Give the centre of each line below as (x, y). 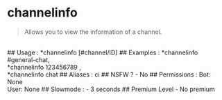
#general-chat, (28, 59)
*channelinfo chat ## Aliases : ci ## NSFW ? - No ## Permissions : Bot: (109, 74)
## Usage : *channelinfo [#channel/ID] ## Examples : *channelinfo (103, 52)
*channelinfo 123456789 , (44, 67)
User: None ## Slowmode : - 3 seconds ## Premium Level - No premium (111, 89)
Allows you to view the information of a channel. (93, 32)
